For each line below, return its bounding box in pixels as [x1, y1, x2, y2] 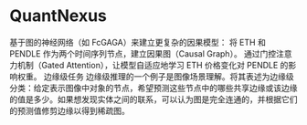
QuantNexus [9, 5, 108, 26]
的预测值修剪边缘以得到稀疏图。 [9, 105, 130, 116]
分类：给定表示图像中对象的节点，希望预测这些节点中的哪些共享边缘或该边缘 [9, 82, 298, 93]
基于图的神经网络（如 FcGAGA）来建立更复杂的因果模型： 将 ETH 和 [9, 36, 267, 47]
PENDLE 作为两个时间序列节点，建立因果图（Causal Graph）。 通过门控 [9, 47, 277, 59]
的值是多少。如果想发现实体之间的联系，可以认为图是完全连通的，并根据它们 [9, 93, 298, 105]
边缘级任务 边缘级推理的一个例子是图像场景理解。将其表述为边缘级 [43, 70, 294, 82]
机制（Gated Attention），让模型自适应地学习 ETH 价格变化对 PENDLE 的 [16, 59, 289, 70]
